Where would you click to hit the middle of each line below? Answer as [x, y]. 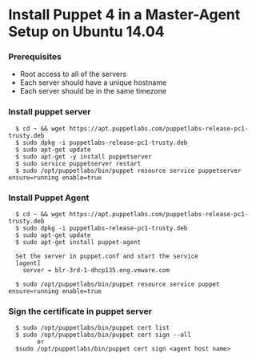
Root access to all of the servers [73, 74]
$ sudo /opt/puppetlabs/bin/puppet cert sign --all [104, 335]
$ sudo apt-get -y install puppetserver [84, 156]
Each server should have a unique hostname [93, 82]
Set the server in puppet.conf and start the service [107, 257]
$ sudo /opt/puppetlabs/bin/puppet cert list [93, 328]
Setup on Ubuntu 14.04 [86, 32]
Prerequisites [35, 57]
